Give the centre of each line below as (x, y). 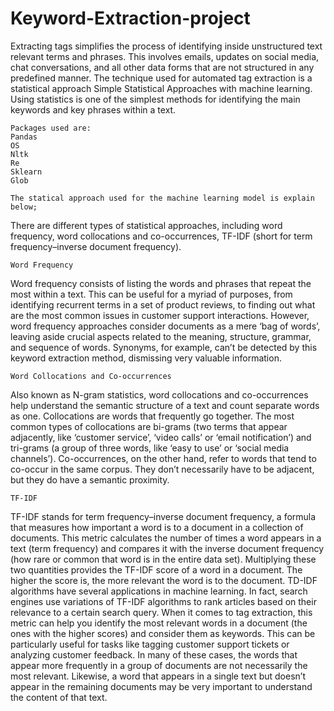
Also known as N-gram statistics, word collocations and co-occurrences (159, 394)
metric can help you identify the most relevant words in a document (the (159, 623)
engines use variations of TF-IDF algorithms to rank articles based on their (163, 601)
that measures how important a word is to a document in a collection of (157, 527)
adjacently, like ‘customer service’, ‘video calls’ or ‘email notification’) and (161, 437)
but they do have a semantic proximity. (90, 479)
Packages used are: (51, 128)
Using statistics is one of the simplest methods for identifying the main (155, 99)
